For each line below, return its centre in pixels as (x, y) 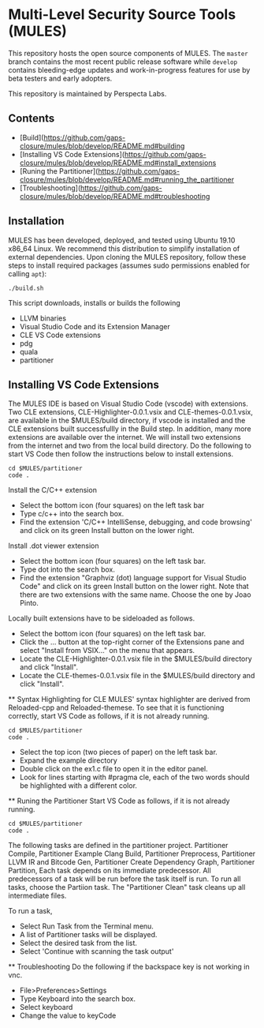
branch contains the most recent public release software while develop (123, 62)
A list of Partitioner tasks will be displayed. (88, 935)
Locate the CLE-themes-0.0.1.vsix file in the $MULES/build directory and (137, 676)
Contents (32, 119)
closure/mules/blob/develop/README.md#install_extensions (118, 163)
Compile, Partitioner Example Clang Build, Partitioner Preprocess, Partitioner (132, 854)
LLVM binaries (43, 318)
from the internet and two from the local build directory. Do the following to (130, 446)
